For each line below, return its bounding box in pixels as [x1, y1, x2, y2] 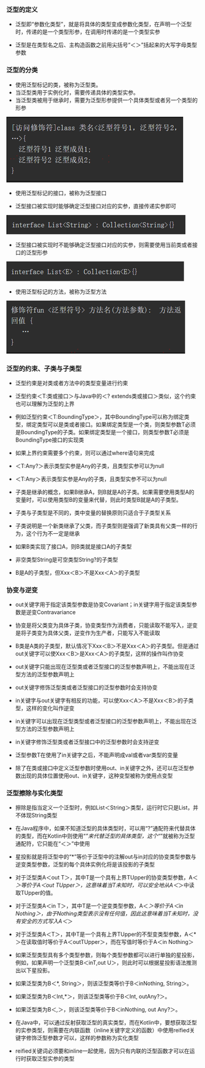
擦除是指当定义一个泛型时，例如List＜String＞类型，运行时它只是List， [15, 804, 193, 811]
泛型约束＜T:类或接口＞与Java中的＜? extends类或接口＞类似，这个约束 [15, 392, 196, 400]
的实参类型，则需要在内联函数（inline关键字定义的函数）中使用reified [15, 1027, 190, 1034]
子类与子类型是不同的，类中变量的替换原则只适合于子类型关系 [15, 509, 171, 516]
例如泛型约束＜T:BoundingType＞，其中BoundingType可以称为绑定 [15, 413, 185, 420]
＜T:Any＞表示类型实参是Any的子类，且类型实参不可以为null [15, 475, 167, 483]
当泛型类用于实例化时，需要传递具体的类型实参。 [15, 88, 139, 96]
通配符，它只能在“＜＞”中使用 [15, 840, 91, 848]
